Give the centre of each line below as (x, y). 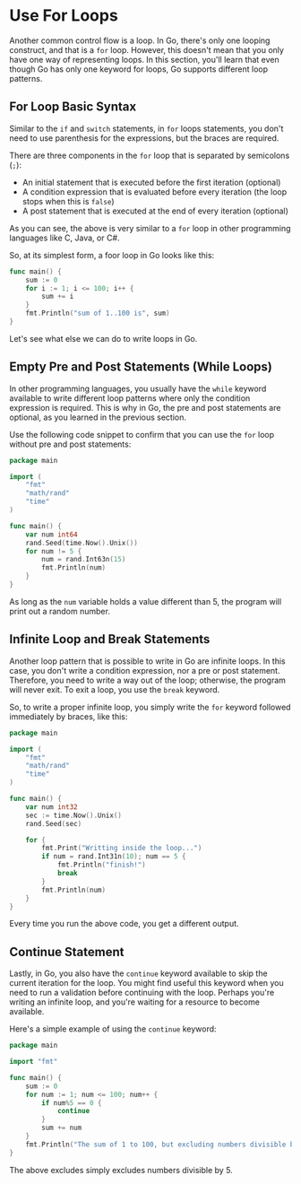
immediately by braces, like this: (69, 716)
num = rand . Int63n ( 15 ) (84, 560)
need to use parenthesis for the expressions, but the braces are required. (144, 138)
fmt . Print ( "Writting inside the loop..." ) (122, 849)
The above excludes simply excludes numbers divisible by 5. (121, 1170)
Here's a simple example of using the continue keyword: (113, 1029)
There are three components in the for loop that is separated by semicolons (150, 155)
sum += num (62, 1128)
